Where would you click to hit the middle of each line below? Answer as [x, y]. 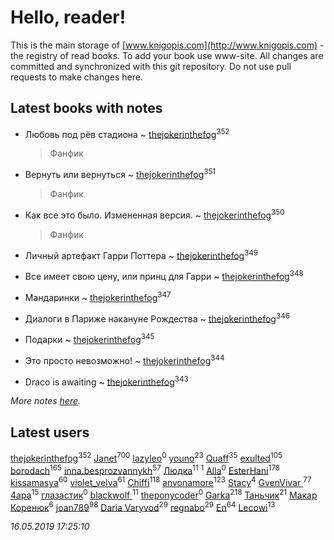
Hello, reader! [68, 17]
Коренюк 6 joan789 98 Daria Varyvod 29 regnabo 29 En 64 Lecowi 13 [143, 506]
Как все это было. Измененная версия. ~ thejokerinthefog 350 [154, 214]
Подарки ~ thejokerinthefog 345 [89, 338]
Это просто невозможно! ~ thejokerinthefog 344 [124, 359]
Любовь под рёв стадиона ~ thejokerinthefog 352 [127, 133]
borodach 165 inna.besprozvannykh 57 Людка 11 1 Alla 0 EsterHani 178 [145, 469]
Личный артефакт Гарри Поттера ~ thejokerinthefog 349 [141, 254]
